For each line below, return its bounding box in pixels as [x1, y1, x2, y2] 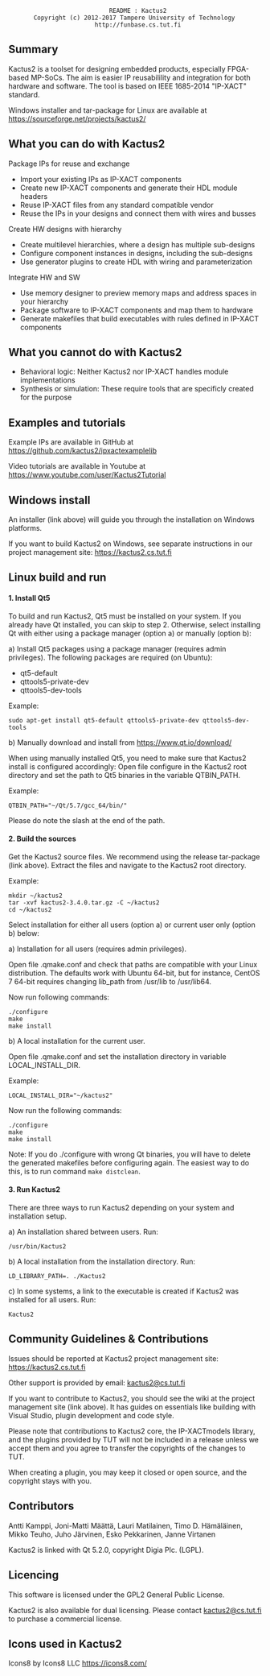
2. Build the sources [8, 834, 76, 844]
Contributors [8, 1500, 75, 1513]
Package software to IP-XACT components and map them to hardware [19, 305, 253, 315]
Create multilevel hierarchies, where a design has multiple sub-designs [19, 239, 256, 249]
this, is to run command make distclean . [8, 1166, 141, 1176]
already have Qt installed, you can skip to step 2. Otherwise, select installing [8, 619, 261, 629]
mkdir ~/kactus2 [8, 892, 63, 900]
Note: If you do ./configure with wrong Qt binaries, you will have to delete [8, 1149, 251, 1159]
